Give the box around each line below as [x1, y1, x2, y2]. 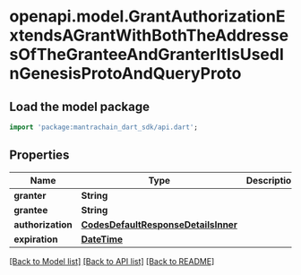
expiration [13, 233, 58, 245]
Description [245, 174, 297, 186]
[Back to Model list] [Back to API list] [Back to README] [9, 255, 215, 266]
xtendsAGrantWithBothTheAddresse [9, 25, 289, 46]
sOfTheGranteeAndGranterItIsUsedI [9, 45, 285, 64]
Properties [9, 148, 70, 163]
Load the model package [9, 99, 150, 114]
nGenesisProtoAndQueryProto [9, 64, 242, 84]
